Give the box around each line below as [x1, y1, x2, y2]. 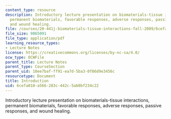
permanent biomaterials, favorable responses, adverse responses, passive [5, 102, 162, 108]
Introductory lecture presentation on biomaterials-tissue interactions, [5, 97, 150, 103]
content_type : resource [5, 7, 56, 13]
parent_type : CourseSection [5, 64, 65, 69]
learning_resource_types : [5, 41, 60, 46]
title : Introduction [5, 78, 49, 83]
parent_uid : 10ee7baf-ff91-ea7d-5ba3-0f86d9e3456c [5, 69, 115, 74]
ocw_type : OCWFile [5, 54, 44, 60]
